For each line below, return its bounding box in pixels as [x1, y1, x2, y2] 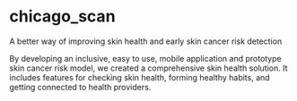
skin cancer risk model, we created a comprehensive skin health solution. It [9, 63, 289, 73]
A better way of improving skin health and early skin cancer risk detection [9, 36, 283, 46]
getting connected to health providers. [9, 81, 152, 92]
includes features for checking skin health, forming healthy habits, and [9, 72, 271, 82]
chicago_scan [9, 6, 116, 27]
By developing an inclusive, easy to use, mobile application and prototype [9, 53, 282, 63]
